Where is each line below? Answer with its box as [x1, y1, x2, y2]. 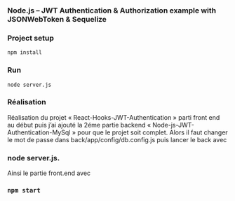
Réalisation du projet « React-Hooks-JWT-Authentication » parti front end [7, 113, 220, 121]
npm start [7, 186, 41, 195]
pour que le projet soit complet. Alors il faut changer [76, 128, 228, 137]
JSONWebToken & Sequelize [7, 14, 107, 24]
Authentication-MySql [7, 128, 71, 137]
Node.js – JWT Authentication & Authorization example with [7, 6, 216, 15]
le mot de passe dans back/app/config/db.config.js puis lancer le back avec [7, 135, 227, 144]
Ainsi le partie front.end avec [7, 169, 91, 177]
